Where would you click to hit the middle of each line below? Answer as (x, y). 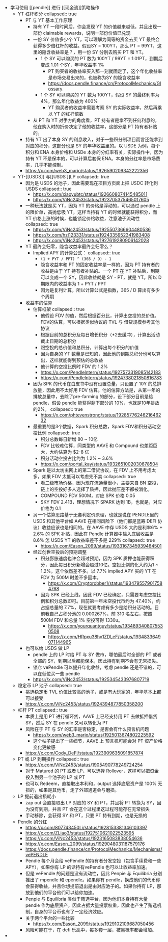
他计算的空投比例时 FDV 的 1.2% (74, 367)
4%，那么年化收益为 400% (69, 101)
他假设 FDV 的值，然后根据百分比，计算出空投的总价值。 (100, 316)
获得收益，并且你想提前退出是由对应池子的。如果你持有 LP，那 (96, 886)
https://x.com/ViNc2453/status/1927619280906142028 (91, 240)
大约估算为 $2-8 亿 (69, 452)
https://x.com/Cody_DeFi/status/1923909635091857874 (84, 753)
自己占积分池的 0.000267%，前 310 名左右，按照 (101, 614)
